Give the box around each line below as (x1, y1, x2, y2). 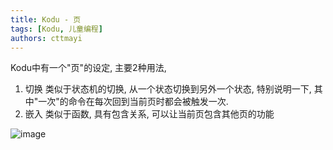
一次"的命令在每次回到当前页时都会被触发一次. (38, 96, 229, 108)
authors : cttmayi (10, 33, 83, 43)
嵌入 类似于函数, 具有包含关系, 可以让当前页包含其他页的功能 (24, 108, 275, 120)
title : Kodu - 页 (10, 14, 82, 25)
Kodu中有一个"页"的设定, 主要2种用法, (10, 62, 167, 74)
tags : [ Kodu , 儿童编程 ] (10, 24, 103, 34)
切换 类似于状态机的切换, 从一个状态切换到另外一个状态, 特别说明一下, (24, 83, 312, 95)
